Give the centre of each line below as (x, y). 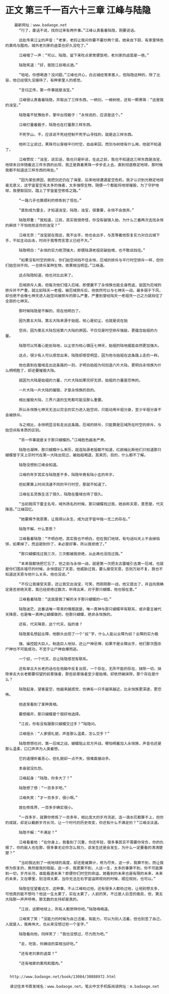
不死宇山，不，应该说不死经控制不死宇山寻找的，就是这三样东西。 (77, 134)
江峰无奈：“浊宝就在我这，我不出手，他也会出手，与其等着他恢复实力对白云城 (87, 235)
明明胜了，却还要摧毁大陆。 (33, 371)
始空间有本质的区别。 (24, 430)
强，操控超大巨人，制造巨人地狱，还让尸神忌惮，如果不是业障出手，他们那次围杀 (90, 644)
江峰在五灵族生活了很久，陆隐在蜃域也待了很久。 (62, 494)
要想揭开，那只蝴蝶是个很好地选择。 (51, 714)
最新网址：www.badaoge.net (41, 25)
